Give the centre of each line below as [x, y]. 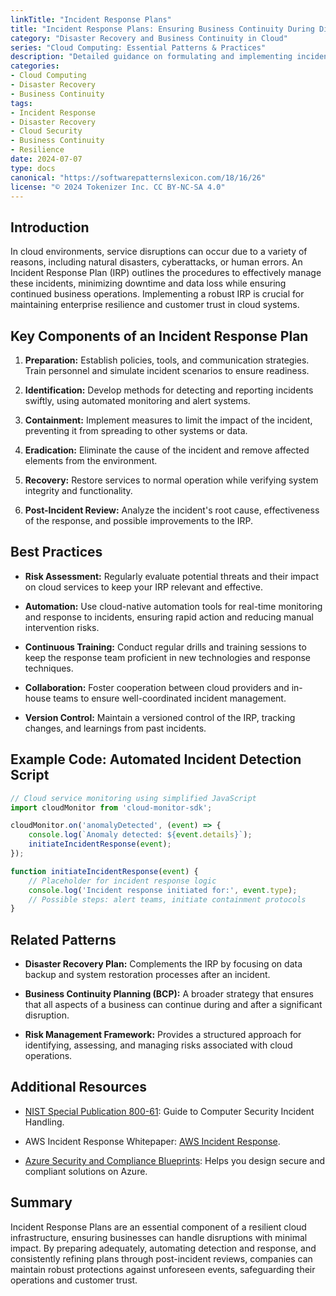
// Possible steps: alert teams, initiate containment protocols [167, 899]
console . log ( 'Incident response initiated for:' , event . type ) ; [163, 890]
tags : [21, 103]
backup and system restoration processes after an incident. [147, 975]
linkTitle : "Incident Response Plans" [91, 19]
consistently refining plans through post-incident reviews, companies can [161, 1258]
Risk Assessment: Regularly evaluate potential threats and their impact [171, 576]
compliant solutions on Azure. [86, 1171]
